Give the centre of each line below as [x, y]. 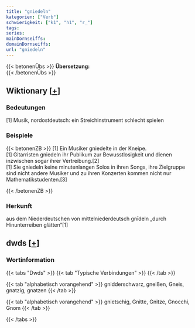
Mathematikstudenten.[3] [37, 179]
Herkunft [19, 206]
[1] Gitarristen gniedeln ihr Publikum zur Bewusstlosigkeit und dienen [89, 154]
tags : [13, 28]
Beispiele [20, 135]
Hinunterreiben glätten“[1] [37, 225]
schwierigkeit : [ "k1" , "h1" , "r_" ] [49, 22]
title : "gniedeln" [28, 11]
